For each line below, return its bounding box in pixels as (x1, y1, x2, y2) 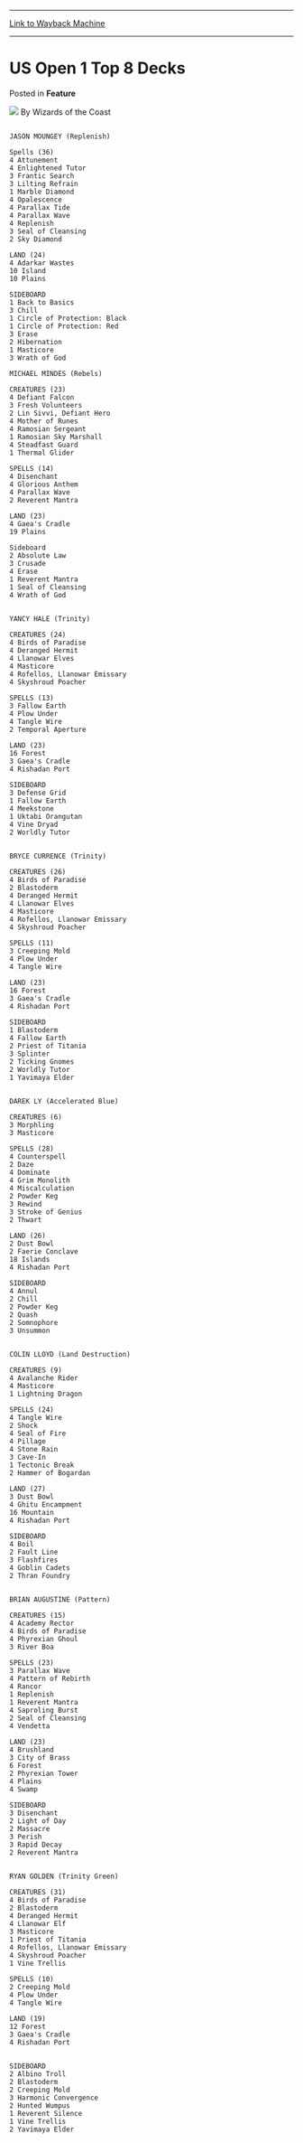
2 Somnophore (9, 1318, 59, 1327)
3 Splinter (9, 1049, 50, 1058)
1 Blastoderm (9, 1025, 59, 1035)
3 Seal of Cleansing (9, 227, 87, 236)
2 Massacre (9, 1824, 50, 1833)
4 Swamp (9, 1784, 39, 1794)
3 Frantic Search (9, 171, 75, 181)
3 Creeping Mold (9, 946, 70, 955)
